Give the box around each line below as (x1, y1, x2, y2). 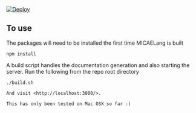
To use (6, 23, 32, 33)
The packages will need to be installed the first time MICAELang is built (6, 39, 183, 47)
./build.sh (6, 79, 34, 86)
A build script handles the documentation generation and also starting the (6, 61, 190, 69)
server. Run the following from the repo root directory (6, 68, 139, 75)
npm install (6, 51, 36, 57)
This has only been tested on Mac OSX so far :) (6, 100, 131, 107)
